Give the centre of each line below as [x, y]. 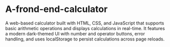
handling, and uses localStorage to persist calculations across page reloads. [85, 39]
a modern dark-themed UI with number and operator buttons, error [75, 33]
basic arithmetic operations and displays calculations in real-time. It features [85, 28]
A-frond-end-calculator [57, 9]
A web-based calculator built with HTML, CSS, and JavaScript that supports [85, 23]
